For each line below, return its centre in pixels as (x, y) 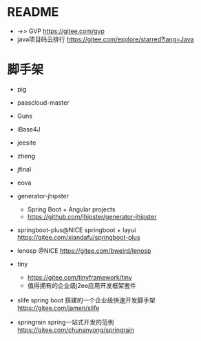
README (33, 12)
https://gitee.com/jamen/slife (58, 308)
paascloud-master (43, 102)
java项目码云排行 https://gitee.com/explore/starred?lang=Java (105, 39)
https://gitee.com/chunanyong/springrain (75, 330)
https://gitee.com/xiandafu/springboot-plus (78, 237)
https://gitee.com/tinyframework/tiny (80, 277)
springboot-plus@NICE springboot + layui (76, 230)
